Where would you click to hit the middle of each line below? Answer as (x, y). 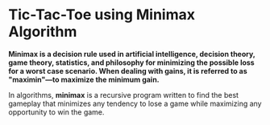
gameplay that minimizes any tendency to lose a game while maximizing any (135, 103)
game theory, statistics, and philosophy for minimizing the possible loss (132, 62)
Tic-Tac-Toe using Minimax (102, 15)
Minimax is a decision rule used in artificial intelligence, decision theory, (132, 54)
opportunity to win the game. (56, 112)
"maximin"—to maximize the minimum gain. (84, 79)
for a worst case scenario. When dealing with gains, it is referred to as (128, 71)
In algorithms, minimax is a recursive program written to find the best (124, 95)
